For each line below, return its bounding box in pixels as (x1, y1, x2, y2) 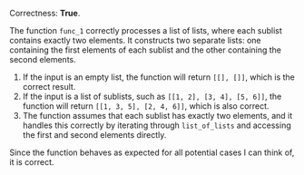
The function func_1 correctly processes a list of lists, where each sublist (9, 25, 283, 35)
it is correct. (9, 157, 54, 167)
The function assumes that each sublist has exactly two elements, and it (22, 111, 293, 121)
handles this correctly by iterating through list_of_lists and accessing (22, 120, 292, 131)
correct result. (22, 82, 76, 92)
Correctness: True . (9, 8, 81, 18)
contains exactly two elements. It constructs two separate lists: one (9, 35, 261, 45)
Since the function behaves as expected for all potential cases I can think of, (9, 147, 295, 158)
